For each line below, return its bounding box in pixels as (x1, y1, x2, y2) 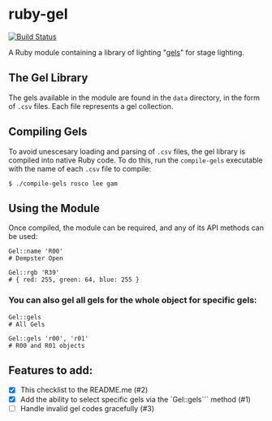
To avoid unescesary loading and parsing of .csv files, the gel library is (8, 146, 246, 156)
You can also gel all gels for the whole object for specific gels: (8, 294, 257, 306)
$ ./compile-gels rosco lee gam (8, 180, 118, 188)
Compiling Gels (8, 125, 88, 139)
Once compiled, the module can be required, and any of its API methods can (8, 223, 265, 232)
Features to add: (8, 363, 93, 378)
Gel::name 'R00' (8, 247, 63, 256)
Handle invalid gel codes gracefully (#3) (19, 403, 155, 413)
